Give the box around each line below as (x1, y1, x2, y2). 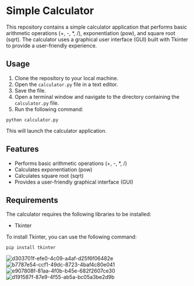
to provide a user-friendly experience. (6, 42, 97, 49)
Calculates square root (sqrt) (14, 172, 84, 179)
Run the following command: (14, 105, 83, 112)
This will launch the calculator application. (6, 127, 107, 134)
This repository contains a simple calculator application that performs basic (6, 23, 188, 30)
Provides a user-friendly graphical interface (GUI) (14, 178, 134, 185)
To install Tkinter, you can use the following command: (6, 233, 137, 240)
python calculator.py (6, 117, 59, 123)
